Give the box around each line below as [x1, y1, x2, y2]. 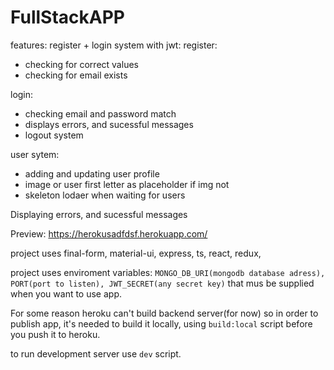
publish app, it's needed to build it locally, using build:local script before [10, 317, 313, 330]
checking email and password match [24, 107, 177, 120]
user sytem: [10, 148, 60, 160]
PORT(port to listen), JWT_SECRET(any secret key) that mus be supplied [10, 277, 315, 289]
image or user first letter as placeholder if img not [24, 178, 230, 190]
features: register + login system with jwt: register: [10, 39, 218, 51]
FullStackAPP [10, 6, 125, 29]
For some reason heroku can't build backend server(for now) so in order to [10, 307, 319, 319]
